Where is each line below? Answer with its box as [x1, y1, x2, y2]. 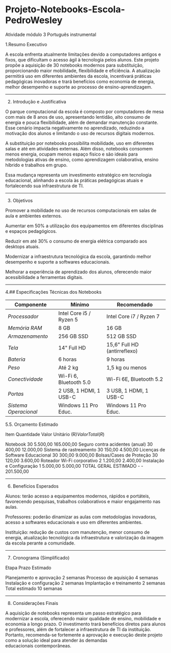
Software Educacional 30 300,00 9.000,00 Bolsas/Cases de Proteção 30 [5, 452, 158, 458]
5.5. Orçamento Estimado [5, 421, 59, 427]
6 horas [58, 356, 77, 363]
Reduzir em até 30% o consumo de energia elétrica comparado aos [5, 238, 148, 244]
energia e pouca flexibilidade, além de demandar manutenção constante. [5, 119, 159, 125]
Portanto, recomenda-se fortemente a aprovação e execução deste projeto [5, 632, 163, 638]
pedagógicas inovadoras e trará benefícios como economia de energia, [5, 78, 155, 84]
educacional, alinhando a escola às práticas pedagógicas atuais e [5, 177, 144, 183]
